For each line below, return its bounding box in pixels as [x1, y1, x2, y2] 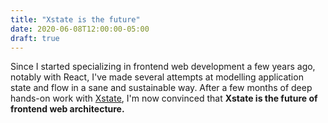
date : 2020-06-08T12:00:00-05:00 [10, 24, 150, 34]
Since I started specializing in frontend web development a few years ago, [10, 61, 316, 73]
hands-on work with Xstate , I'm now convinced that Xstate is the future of [10, 92, 318, 105]
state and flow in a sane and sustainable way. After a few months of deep [10, 82, 313, 94]
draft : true [10, 33, 60, 43]
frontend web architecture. [10, 103, 125, 115]
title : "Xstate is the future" [10, 14, 141, 25]
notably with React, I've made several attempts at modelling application [10, 71, 304, 83]
